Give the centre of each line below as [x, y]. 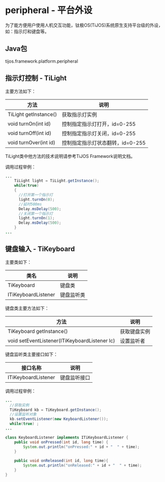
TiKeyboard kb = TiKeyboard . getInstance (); [55, 410]
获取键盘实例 [135, 332]
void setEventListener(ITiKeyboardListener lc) [61, 341]
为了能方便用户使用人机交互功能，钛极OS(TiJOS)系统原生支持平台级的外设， [84, 25]
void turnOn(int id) [29, 123]
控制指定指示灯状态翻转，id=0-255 [104, 142]
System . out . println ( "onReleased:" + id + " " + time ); [82, 465]
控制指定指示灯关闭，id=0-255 [99, 133]
